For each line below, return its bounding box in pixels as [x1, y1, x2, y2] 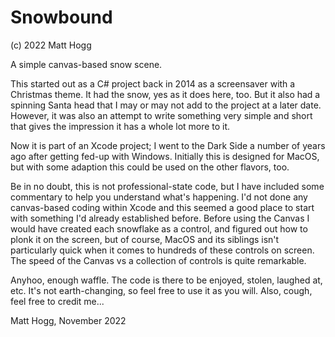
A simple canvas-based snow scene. [10, 58, 163, 70]
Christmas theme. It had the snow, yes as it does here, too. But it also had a [10, 88, 321, 100]
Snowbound [10, 6, 113, 29]
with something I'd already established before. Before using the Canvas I [10, 212, 310, 224]
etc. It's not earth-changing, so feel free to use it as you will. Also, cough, [10, 284, 313, 296]
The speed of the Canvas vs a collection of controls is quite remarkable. [10, 254, 307, 266]
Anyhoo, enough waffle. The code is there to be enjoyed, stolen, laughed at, [10, 274, 323, 286]
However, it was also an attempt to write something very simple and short [10, 109, 313, 121]
